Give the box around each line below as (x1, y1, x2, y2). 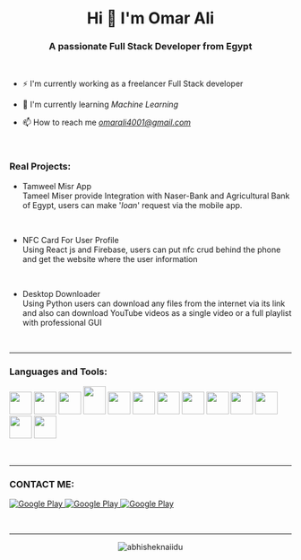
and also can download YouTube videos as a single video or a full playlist (21, 307, 292, 318)
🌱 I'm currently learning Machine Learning (21, 99, 179, 110)
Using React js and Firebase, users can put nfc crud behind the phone (21, 244, 281, 255)
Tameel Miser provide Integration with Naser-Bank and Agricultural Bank (21, 190, 290, 201)
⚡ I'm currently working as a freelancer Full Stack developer (21, 78, 244, 89)
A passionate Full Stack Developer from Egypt (48, 40, 253, 53)
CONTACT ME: (9, 478, 74, 490)
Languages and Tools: (9, 365, 107, 378)
